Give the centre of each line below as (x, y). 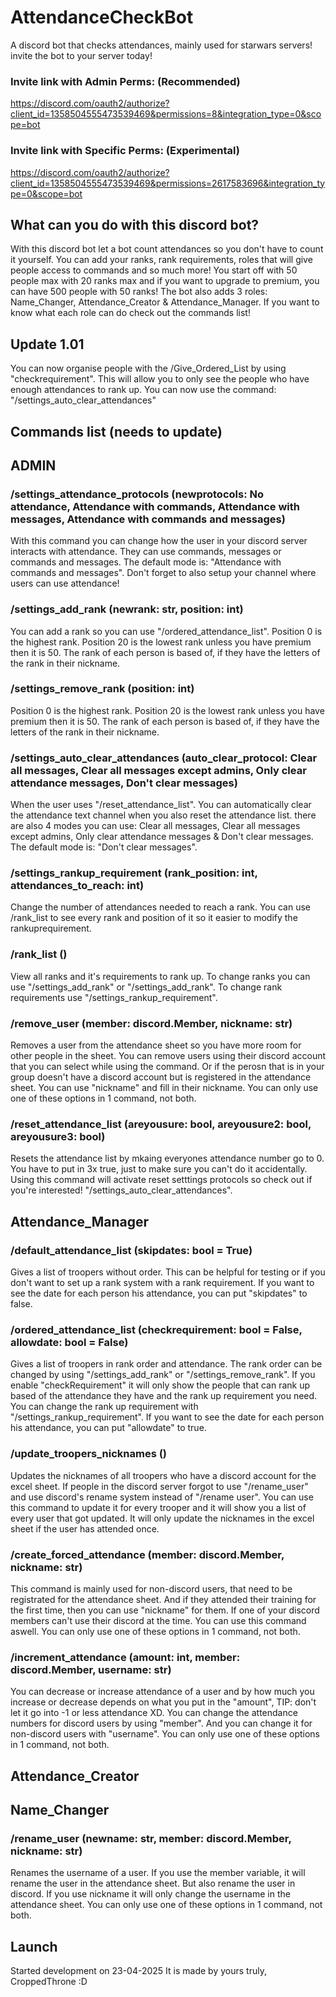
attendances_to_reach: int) (77, 886)
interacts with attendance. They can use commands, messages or (146, 552)
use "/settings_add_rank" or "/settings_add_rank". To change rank (146, 987)
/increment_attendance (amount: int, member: (125, 1657)
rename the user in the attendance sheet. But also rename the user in (153, 1883)
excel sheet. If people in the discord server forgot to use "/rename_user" (159, 1486)
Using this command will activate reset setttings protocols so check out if (161, 1180)
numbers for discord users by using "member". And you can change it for (161, 1723)
